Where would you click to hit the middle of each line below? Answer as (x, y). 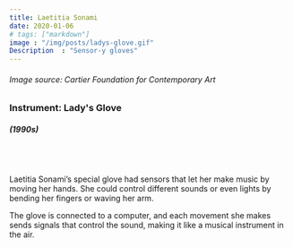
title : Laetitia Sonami (54, 17)
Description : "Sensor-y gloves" (74, 51)
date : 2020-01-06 (42, 26)
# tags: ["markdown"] (50, 34)
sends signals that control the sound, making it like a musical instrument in (146, 225)
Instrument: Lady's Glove (66, 108)
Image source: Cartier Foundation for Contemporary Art (113, 79)
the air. (22, 234)
